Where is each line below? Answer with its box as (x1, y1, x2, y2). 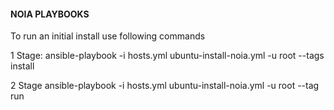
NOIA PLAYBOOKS (10, 8, 90, 20)
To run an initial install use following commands (10, 30, 206, 42)
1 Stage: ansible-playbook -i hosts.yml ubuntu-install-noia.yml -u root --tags (10, 50, 325, 62)
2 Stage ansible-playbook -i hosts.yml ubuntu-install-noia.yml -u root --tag (10, 80, 320, 92)
